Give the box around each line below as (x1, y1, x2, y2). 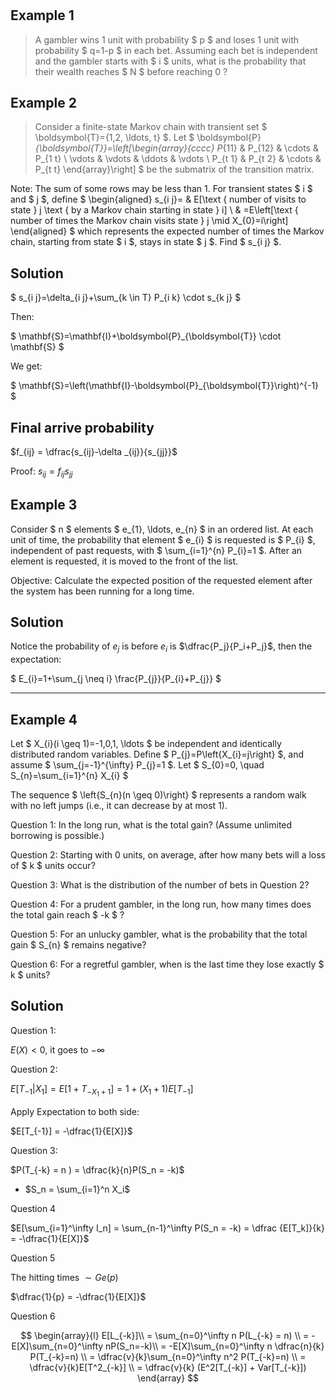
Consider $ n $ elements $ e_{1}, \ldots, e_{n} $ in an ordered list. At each (10, 523, 314, 535)
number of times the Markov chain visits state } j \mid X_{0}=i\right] (10, 215, 289, 227)
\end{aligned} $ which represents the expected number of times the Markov (10, 225, 325, 237)
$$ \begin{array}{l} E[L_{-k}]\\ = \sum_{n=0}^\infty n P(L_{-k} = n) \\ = (20, 1330, 310, 1342)
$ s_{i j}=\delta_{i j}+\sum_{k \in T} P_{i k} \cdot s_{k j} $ (10, 292, 242, 304)
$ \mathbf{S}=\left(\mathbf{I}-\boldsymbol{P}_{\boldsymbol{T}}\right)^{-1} (10, 380, 320, 392)
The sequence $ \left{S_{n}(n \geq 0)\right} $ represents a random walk (10, 789, 307, 801)
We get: (10, 360, 43, 372)
